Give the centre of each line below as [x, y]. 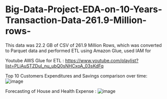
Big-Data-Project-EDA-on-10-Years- [84, 9]
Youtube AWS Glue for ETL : [35, 60]
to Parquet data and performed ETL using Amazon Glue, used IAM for [78, 51]
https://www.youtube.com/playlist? [102, 60]
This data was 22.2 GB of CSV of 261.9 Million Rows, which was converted [83, 45]
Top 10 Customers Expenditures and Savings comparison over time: [76, 76]
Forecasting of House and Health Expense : [51, 91]
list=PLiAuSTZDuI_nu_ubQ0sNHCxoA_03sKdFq [54, 66]
